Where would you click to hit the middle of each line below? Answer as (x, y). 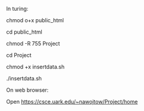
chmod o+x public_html (35, 20)
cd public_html (24, 32)
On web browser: (27, 90)
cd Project (19, 55)
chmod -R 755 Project (33, 43)
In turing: (17, 9)
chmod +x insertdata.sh (35, 67)
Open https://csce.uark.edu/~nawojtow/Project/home (72, 102)
